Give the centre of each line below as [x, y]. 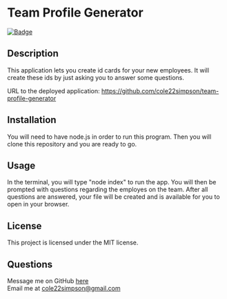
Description [33, 54]
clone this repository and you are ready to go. [72, 144]
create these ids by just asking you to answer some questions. [96, 77]
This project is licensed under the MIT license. [73, 242]
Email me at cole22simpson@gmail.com [64, 288]
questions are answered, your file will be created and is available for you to [113, 197]
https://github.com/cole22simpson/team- [160, 90]
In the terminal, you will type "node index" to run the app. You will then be [112, 182]
